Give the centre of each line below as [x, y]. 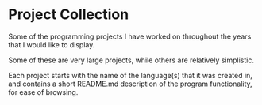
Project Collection [69, 15]
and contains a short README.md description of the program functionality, [130, 84]
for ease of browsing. [43, 92]
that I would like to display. [52, 44]
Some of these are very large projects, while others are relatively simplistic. [131, 60]
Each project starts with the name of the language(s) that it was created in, [130, 75]
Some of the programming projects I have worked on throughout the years [130, 36]
